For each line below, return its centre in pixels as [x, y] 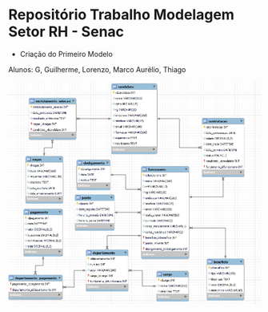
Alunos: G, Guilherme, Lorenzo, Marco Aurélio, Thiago [97, 69]
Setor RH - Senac [66, 32]
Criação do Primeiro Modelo [66, 54]
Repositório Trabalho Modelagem [121, 15]
